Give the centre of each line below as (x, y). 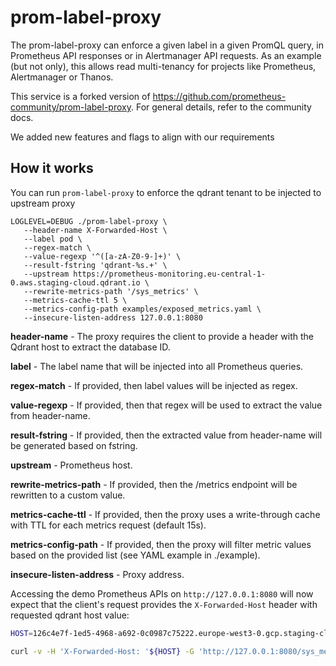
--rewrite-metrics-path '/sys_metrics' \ (111, 291)
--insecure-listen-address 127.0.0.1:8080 (113, 317)
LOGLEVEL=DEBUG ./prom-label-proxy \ (89, 221)
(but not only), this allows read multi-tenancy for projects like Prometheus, (163, 66)
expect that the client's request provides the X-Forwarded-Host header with (164, 604)
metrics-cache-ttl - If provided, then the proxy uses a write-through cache (165, 514)
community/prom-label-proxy (71, 107)
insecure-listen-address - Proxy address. (97, 574)
